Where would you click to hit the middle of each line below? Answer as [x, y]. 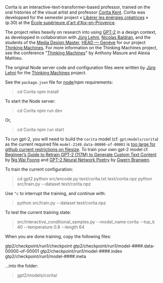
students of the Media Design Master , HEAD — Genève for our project [75, 43]
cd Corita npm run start [41, 130]
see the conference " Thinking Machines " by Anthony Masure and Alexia [78, 53]
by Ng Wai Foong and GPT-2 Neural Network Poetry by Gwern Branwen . [78, 160]
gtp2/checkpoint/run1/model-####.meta [46, 256]
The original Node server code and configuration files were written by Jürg [80, 67]
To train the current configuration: [39, 169]
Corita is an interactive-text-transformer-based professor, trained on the [78, 7]
